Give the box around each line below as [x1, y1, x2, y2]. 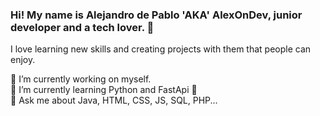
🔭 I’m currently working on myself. [10, 73, 152, 85]
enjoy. [10, 54, 36, 66]
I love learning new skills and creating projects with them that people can [10, 43, 312, 55]
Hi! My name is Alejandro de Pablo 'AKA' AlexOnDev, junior [10, 8, 303, 22]
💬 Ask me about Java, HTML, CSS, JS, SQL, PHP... [10, 94, 218, 107]
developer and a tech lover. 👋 [10, 20, 155, 34]
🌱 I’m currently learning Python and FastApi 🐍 [10, 84, 198, 96]
